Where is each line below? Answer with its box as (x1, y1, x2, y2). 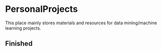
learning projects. (5, 25, 41, 31)
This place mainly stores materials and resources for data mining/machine (5, 20, 157, 26)
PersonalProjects (5, 3, 78, 15)
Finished (5, 40, 33, 48)
